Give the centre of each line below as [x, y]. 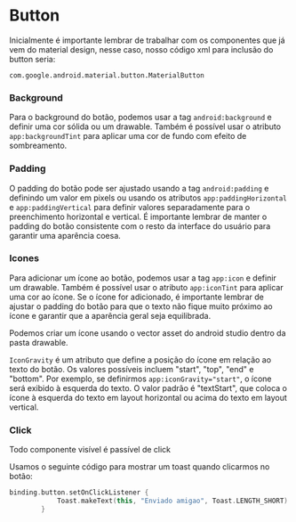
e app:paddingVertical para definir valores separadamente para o [130, 207]
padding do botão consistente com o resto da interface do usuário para [140, 226]
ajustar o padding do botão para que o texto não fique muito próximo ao [141, 306]
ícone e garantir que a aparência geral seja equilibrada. [110, 315]
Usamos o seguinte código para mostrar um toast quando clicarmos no [140, 467]
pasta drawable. [39, 342]
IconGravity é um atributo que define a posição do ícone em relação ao [140, 359]
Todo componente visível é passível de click [90, 450]
